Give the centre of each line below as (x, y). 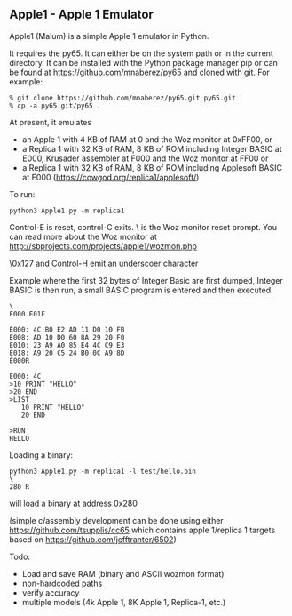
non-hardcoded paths (62, 583)
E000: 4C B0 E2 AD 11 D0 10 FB (67, 329)
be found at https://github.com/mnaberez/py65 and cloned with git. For (140, 72)
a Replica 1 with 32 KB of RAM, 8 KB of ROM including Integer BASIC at (152, 148)
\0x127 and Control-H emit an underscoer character (104, 263)
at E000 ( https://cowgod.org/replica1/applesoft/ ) (110, 177)
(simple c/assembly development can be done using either (116, 520)
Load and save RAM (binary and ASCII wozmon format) (123, 573)
